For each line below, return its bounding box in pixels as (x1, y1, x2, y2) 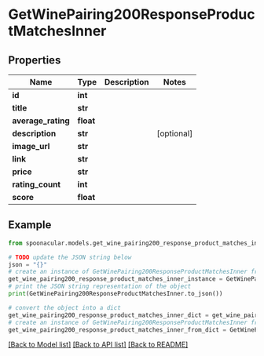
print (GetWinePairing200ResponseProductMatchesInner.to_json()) (8, 290, 223, 298)
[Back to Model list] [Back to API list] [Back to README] (8, 340, 189, 350)
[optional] (156, 128, 193, 139)
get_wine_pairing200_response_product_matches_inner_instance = (8, 275, 223, 283)
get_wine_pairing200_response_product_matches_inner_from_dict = (8, 325, 226, 334)
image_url (12, 141, 50, 151)
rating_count (12, 179, 61, 190)
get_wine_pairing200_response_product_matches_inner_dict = (8, 311, 210, 319)
